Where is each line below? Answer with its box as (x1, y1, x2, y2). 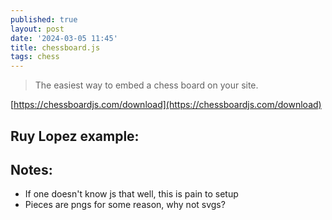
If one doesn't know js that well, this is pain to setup (24, 188, 239, 200)
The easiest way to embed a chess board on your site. (34, 79, 259, 91)
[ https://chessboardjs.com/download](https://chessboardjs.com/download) (10, 99, 322, 111)
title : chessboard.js (10, 42, 101, 53)
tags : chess (10, 52, 60, 62)
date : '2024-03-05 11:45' (10, 33, 118, 43)
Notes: (10, 161, 53, 178)
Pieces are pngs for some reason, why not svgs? (24, 199, 226, 211)
